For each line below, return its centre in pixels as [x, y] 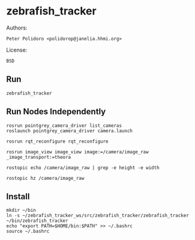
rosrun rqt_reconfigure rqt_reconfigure [58, 141]
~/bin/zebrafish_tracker [37, 221]
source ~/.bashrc [28, 232]
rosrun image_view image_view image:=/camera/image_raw [77, 152]
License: [17, 50]
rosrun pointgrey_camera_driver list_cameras [64, 125]
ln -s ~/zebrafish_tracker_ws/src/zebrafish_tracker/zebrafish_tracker [97, 216]
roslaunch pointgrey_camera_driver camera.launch [70, 131]
